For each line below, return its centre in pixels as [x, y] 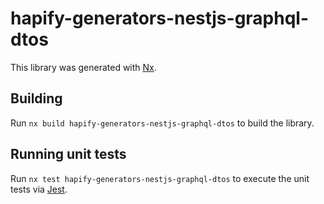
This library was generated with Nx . [83, 67]
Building [36, 98]
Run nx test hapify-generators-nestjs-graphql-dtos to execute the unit [160, 178]
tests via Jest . [39, 189]
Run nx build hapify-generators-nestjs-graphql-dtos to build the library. [162, 123]
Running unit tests [68, 154]
